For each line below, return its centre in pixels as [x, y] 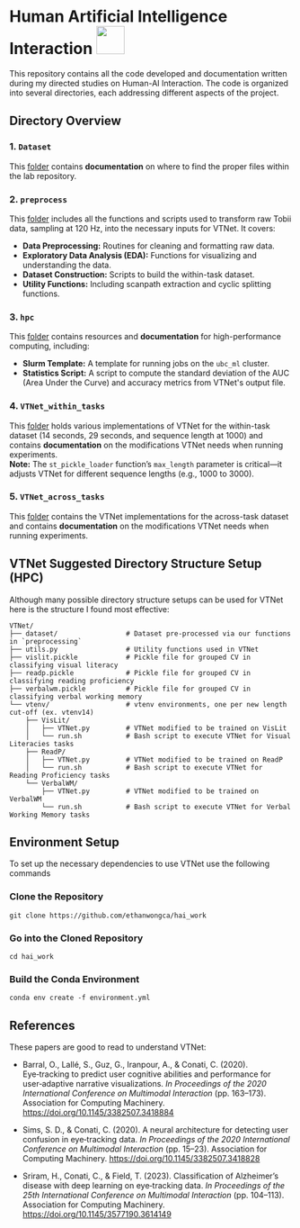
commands [30, 873]
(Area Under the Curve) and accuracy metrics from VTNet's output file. [154, 383]
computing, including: [49, 346]
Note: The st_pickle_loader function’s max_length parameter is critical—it [146, 464]
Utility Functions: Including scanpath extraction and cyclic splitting [147, 284]
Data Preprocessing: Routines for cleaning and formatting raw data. [149, 246]
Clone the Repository [57, 897]
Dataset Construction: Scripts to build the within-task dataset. [138, 274]
